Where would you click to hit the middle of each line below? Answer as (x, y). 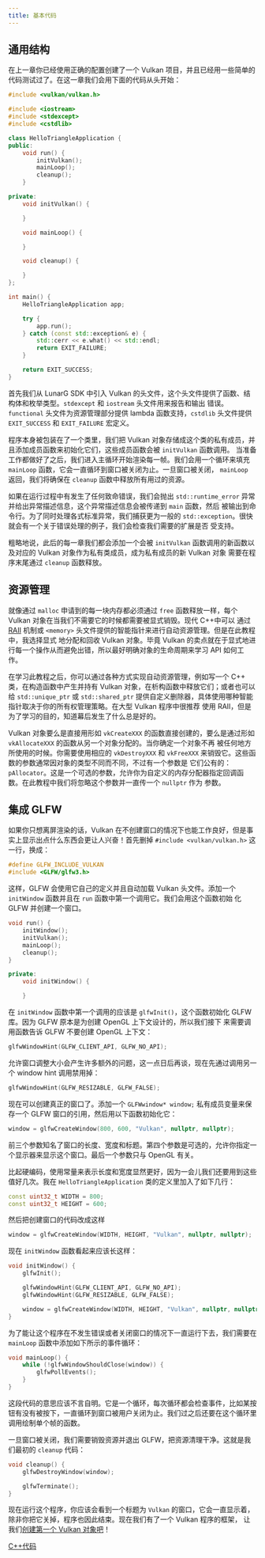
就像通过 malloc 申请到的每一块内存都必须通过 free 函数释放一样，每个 (123, 610)
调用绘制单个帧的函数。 (46, 1423)
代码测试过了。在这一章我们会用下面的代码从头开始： (95, 80)
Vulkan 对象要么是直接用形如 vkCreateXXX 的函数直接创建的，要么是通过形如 (131, 733)
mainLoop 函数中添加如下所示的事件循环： (75, 1343)
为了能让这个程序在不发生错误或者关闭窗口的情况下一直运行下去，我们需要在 (132, 1332)
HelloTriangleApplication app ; (74, 304)
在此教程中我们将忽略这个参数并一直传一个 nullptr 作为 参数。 (123, 782)
